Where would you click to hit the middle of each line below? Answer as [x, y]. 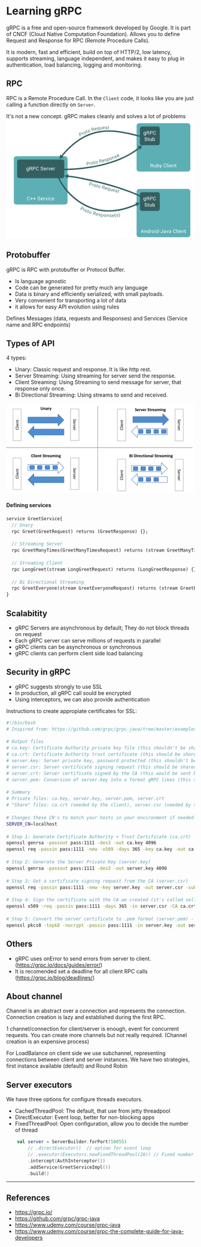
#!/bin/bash [21, 723]
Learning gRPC [44, 11]
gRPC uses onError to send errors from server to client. [83, 958]
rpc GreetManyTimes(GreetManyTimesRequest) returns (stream [88, 550]
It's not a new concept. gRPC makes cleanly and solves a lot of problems [96, 116]
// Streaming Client [37, 563]
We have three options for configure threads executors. [74, 1099]
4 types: [16, 358]
